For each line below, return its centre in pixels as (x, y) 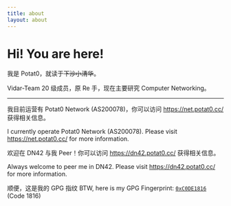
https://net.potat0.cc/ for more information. (68, 139)
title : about (26, 13)
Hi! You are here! (56, 54)
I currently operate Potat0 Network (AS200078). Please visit (92, 132)
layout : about (27, 20)
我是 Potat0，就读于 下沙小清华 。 (54, 73)
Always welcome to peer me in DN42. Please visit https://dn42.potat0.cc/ (111, 167)
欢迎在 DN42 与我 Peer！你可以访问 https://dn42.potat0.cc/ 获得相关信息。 (113, 153)
